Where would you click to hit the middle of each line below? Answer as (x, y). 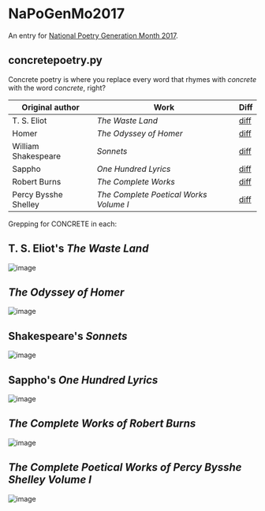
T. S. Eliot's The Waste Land (78, 249)
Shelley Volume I (50, 480)
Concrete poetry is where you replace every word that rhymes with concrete (132, 79)
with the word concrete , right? (57, 88)
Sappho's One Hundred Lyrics (83, 380)
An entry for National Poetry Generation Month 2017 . (93, 35)
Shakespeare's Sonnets (68, 336)
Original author (51, 107)
